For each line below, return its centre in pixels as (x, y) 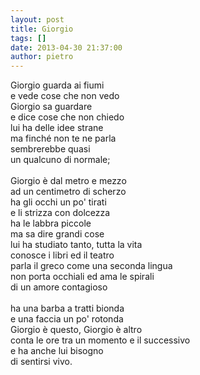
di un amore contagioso (59, 287)
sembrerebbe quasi (50, 149)
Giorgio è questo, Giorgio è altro (76, 330)
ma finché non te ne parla (63, 138)
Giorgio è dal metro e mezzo (68, 181)
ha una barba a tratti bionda (67, 308)
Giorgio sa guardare (51, 107)
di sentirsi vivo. (41, 362)
